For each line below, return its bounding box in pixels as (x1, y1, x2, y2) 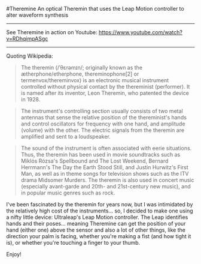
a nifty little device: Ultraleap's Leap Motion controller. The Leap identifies (6, 214, 188, 221)
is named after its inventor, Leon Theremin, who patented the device (20, 89, 190, 97)
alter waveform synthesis (6, 11, 69, 19)
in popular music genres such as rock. (20, 189, 115, 196)
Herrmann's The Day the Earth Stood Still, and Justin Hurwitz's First (20, 164, 188, 170)
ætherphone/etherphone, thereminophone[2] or (20, 70, 139, 77)
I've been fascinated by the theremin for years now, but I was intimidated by (6, 201, 193, 208)
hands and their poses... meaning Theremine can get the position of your (6, 220, 186, 227)
